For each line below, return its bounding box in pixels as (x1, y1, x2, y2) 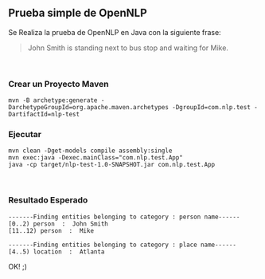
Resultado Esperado (8, 195, 88, 206)
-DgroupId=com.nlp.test (172, 104, 251, 112)
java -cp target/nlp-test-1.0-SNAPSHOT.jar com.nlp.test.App (8, 161, 216, 169)
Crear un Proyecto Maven (8, 78, 109, 89)
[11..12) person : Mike (8, 226, 94, 234)
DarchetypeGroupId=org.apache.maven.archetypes (8, 104, 170, 112)
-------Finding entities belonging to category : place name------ (8, 241, 237, 249)
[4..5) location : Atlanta (8, 247, 105, 256)
